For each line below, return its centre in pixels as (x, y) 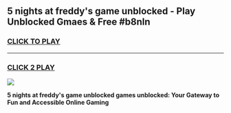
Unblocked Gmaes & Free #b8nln (79, 22)
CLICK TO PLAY (34, 42)
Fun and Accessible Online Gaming (58, 102)
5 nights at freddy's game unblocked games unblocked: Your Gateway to (113, 95)
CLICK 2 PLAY (31, 67)
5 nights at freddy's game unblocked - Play (101, 11)
